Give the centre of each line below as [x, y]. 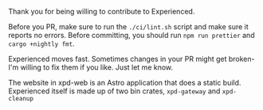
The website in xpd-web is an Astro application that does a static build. [125, 83]
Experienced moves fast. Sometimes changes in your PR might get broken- [131, 59]
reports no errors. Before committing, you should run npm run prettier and [131, 35]
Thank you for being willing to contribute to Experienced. [102, 11]
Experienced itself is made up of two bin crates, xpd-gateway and [114, 91]
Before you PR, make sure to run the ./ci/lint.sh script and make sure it [128, 27]
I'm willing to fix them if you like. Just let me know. [91, 67]
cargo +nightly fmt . [41, 44]
